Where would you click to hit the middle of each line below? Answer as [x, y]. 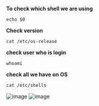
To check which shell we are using [50, 9]
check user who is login [36, 52]
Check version [25, 30]
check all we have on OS [37, 74]
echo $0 [16, 20]
